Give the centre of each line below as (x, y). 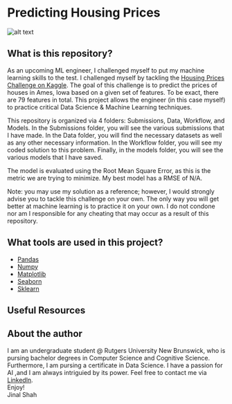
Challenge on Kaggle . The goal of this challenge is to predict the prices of (112, 85)
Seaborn (29, 281)
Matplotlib (32, 274)
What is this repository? (60, 54)
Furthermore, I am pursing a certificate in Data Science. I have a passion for (115, 365)
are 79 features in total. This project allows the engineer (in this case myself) (116, 100)
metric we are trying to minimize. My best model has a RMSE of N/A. (105, 178)
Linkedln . (20, 380)
